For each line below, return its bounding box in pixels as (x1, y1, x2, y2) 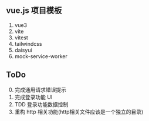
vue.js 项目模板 (6, 5, 62, 16)
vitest (14, 34, 28, 41)
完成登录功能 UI (14, 93, 53, 100)
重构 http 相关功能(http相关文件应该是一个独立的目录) (14, 108, 144, 115)
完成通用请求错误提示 (14, 86, 66, 93)
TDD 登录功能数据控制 (14, 100, 69, 107)
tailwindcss (14, 40, 42, 47)
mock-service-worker (14, 52, 67, 60)
